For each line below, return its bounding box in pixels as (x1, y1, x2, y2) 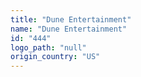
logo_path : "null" (10, 42, 87, 53)
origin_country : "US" (10, 52, 101, 62)
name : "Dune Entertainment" (10, 24, 128, 34)
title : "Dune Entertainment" (10, 14, 132, 25)
